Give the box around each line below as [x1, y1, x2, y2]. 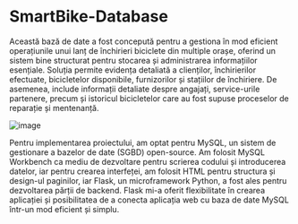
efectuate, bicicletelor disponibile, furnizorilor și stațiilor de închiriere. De [9, 73, 277, 84]
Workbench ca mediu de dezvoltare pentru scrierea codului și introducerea [9, 156, 286, 167]
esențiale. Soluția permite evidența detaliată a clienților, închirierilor [9, 65, 257, 75]
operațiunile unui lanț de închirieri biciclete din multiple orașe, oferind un [9, 45, 276, 56]
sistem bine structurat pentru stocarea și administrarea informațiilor [9, 55, 258, 65]
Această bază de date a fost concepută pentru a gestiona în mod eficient [9, 36, 278, 47]
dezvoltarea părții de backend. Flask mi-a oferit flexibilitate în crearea [9, 185, 266, 195]
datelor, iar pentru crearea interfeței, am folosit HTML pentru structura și [9, 166, 276, 177]
